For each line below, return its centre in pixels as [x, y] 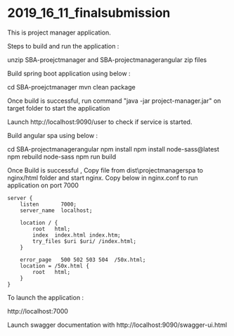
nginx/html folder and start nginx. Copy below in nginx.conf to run [103, 178]
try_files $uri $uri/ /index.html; [85, 241]
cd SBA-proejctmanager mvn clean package [71, 87]
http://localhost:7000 [38, 311]
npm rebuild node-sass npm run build [62, 156]
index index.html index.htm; [77, 235]
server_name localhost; [56, 210]
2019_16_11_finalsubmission [89, 13]
